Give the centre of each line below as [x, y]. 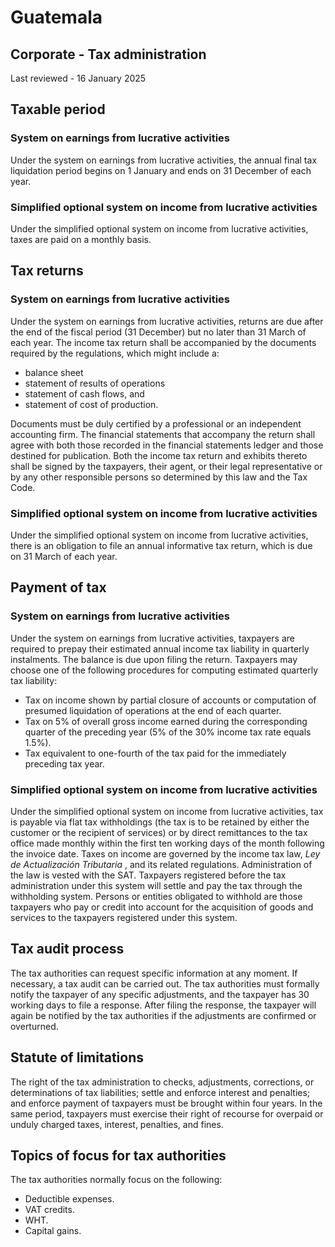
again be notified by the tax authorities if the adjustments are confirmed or [163, 1015]
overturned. [34, 1026]
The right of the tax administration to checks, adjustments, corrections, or [162, 1082]
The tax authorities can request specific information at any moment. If [154, 973]
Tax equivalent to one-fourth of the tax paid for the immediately [155, 753]
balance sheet [54, 372]
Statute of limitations [77, 1057]
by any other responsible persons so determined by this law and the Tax [159, 477]
